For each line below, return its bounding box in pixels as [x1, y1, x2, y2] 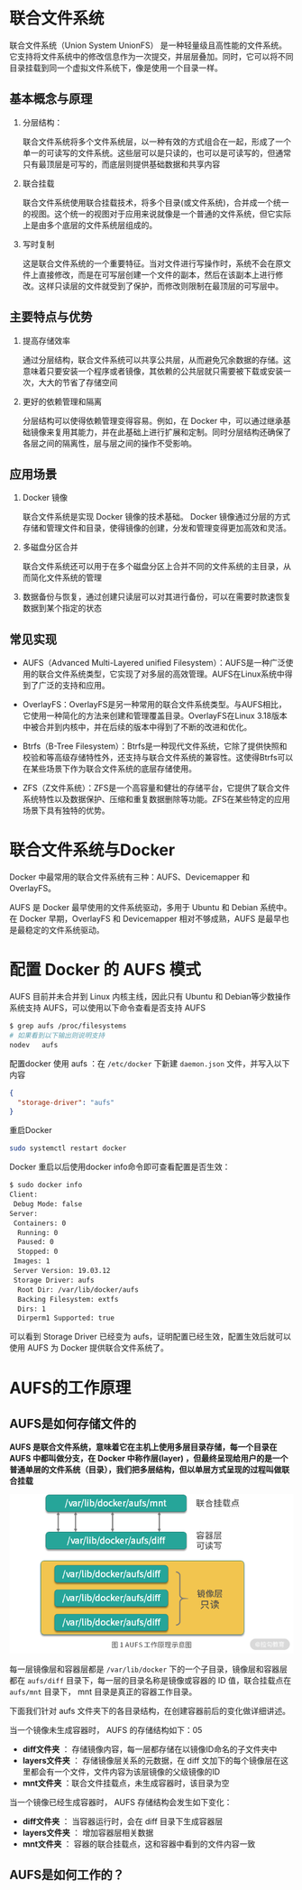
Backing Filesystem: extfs [17, 1295, 119, 1304]
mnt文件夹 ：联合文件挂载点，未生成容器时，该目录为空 [22, 1777, 230, 1788]
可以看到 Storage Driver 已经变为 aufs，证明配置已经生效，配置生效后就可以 [9, 1332, 291, 1342]
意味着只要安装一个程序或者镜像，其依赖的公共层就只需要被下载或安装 [22, 365, 284, 376]
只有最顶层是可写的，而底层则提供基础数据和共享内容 [22, 159, 221, 170]
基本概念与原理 [9, 91, 93, 106]
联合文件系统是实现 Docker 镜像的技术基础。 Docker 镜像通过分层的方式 [22, 512, 291, 522]
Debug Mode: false [13, 1199, 83, 1209]
